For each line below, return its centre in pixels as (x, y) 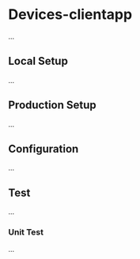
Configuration (44, 149)
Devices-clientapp (70, 15)
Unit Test (26, 232)
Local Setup (38, 61)
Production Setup (52, 105)
